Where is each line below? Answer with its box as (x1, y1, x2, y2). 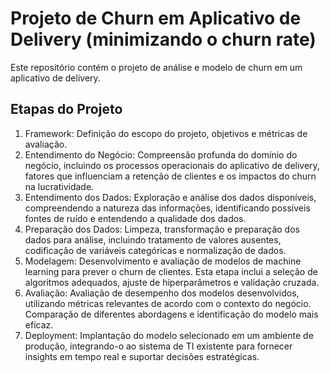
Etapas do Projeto (10, 101, 123, 118)
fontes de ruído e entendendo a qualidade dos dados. (24, 212, 247, 224)
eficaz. (24, 318, 54, 331)
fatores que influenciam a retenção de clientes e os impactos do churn (24, 170, 317, 182)
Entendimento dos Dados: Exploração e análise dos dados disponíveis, (24, 191, 317, 203)
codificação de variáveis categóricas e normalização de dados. (24, 244, 287, 256)
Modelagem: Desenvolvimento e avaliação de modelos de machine (24, 255, 302, 267)
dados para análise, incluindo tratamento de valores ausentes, (24, 233, 282, 246)
